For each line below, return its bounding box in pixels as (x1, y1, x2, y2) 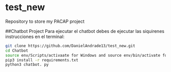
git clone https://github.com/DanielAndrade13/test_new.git (5, 43, 136, 48)
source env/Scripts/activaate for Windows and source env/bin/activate (5, 53, 160, 58)
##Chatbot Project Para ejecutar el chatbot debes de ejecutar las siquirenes (5, 28, 164, 34)
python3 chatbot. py (5, 62, 49, 67)
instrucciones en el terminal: (5, 33, 65, 40)
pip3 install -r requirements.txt (5, 57, 79, 62)
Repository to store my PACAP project (5, 18, 85, 24)
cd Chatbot (5, 48, 28, 53)
